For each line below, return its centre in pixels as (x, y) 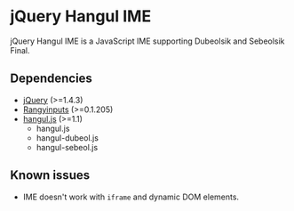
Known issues (50, 175)
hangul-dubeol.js (67, 138)
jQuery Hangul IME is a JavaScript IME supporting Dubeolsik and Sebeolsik (147, 41)
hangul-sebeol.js (67, 147)
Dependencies (51, 79)
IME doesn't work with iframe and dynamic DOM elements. (131, 197)
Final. (20, 50)
